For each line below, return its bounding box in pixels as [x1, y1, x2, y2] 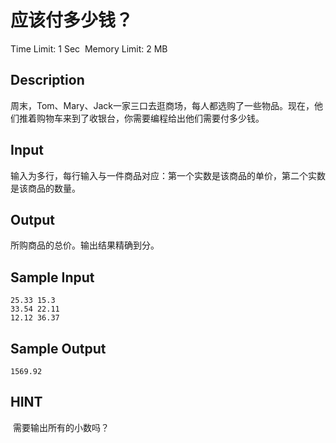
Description [10, 72, 85, 89]
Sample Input [10, 269, 95, 286]
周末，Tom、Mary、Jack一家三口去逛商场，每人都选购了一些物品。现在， [10, 99, 315, 111]
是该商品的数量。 [10, 182, 81, 194]
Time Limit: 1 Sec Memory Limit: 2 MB [10, 42, 168, 55]
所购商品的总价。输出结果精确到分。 [10, 239, 160, 251]
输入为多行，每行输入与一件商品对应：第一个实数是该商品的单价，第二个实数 [10, 169, 326, 181]
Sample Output [10, 340, 107, 357]
